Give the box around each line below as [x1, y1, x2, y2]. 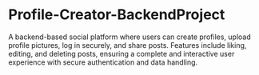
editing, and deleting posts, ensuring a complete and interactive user [8, 49, 235, 58]
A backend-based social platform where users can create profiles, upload [8, 32, 251, 41]
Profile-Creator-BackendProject [8, 6, 225, 24]
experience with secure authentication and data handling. [8, 57, 198, 67]
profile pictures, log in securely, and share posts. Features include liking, [8, 40, 247, 49]
